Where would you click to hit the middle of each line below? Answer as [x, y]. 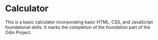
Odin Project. [18, 32]
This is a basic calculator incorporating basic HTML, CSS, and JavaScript [79, 22]
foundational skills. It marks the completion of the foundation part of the [78, 27]
